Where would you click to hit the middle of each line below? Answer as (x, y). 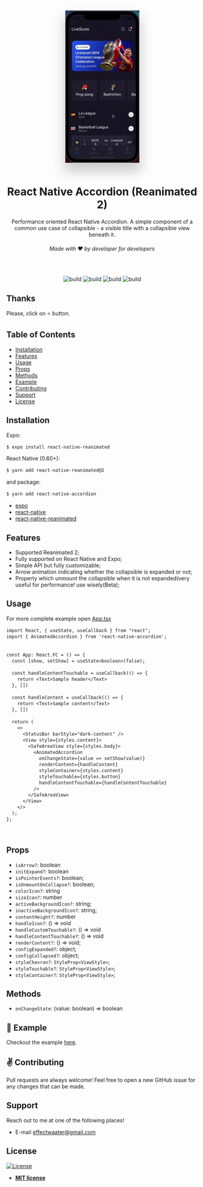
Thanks (21, 298)
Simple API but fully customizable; (58, 565)
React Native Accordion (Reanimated (102, 192)
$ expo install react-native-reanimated (58, 447)
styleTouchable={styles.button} (80, 777)
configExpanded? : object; (46, 949)
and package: (23, 482)
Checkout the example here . (42, 1043)
